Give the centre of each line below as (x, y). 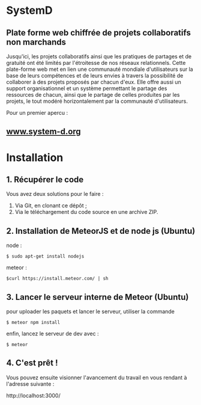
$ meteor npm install (33, 323)
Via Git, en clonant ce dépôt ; (51, 206)
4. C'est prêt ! (32, 363)
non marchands (36, 42)
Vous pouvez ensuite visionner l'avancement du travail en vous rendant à (97, 377)
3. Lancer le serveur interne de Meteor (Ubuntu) (97, 297)
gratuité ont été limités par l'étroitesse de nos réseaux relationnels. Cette (96, 63)
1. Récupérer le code (45, 179)
